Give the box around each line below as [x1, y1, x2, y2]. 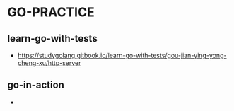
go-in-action [7, 79, 65, 91]
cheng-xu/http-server [17, 59, 81, 67]
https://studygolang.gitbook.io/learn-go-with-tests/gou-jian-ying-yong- [17, 51, 227, 59]
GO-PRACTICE [7, 4, 95, 21]
